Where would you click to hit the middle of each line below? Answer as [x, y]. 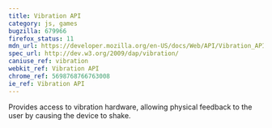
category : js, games [43, 23]
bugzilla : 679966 [38, 31]
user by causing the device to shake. [70, 115]
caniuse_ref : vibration [49, 62]
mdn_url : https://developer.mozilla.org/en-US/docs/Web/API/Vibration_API [137, 46]
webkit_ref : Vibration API [54, 69]
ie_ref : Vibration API [47, 83]
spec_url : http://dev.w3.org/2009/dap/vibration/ [94, 53]
